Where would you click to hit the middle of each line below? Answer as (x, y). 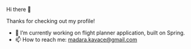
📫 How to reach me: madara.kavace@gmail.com (76, 40)
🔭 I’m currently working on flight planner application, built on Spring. (100, 33)
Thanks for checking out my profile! (51, 21)
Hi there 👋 (19, 9)
